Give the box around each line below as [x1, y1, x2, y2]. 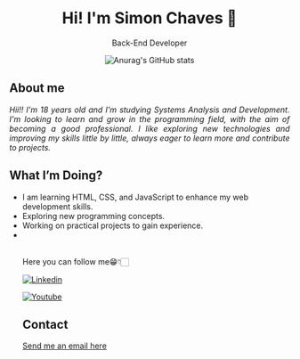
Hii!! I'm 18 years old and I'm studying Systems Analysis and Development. [9, 104, 290, 115]
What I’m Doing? [9, 168, 103, 184]
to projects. [9, 142, 52, 152]
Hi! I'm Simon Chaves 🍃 [61, 8, 238, 29]
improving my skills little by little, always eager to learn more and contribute [9, 133, 290, 143]
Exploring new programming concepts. [21, 210, 166, 221]
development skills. [21, 200, 93, 212]
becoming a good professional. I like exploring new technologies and [9, 123, 290, 134]
